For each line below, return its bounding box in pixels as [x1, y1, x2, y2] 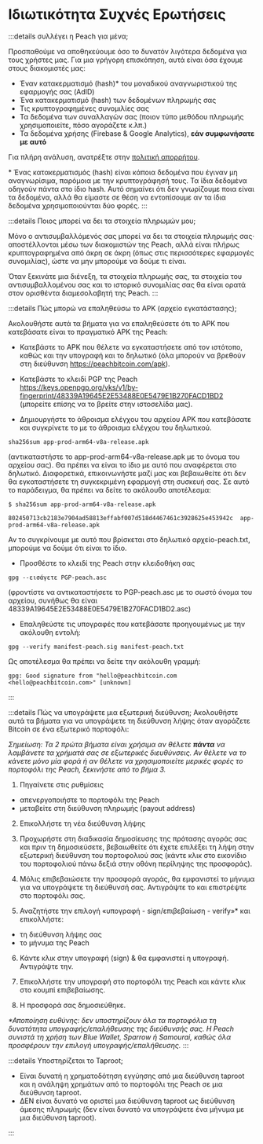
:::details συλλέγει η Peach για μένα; [8, 31, 129, 41]
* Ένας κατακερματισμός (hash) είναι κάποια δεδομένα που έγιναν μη [8, 167, 238, 177]
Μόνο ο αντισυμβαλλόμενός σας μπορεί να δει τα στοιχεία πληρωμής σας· [8, 231, 255, 240]
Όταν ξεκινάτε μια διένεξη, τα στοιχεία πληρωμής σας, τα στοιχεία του [8, 271, 243, 280]
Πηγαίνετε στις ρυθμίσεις [19, 779, 104, 789]
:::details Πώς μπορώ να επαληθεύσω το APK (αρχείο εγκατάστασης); [8, 303, 237, 313]
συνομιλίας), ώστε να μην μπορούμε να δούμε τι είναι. [8, 256, 187, 266]
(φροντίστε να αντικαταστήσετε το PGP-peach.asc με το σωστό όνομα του [8, 587, 253, 596]
